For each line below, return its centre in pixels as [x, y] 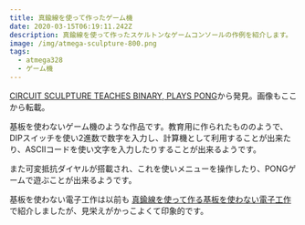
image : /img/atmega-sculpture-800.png [83, 43]
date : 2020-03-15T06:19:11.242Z [71, 26]
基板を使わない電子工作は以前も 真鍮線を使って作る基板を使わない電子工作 [151, 199]
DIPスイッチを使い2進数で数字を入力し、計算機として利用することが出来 [146, 138]
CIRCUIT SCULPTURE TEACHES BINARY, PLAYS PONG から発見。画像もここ [153, 96]
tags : [20, 52]
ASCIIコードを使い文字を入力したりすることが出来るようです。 [143, 149]
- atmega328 [41, 60]
